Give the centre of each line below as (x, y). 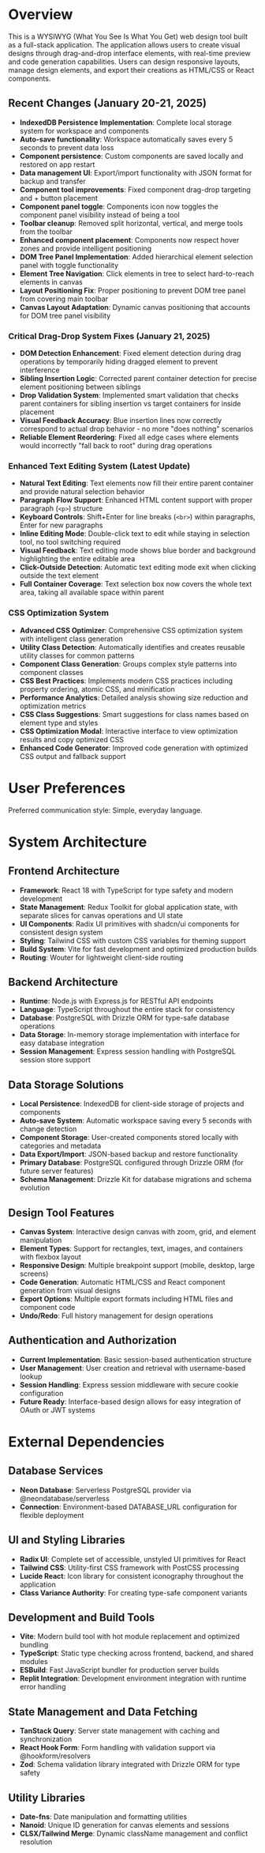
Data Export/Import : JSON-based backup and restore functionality (129, 1154)
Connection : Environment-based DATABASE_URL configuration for (128, 1507)
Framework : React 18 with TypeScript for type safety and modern (127, 890)
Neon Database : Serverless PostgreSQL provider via (105, 1490)
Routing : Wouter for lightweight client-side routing (101, 957)
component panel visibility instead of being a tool (99, 214)
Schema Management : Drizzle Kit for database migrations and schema (136, 1179)
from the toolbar (46, 232)
